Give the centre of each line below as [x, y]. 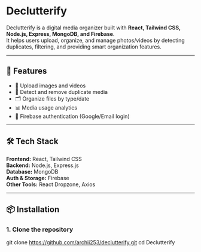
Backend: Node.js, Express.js [42, 165]
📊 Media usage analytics [46, 107]
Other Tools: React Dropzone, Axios [51, 184]
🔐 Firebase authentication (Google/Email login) [72, 116]
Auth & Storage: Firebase [38, 178]
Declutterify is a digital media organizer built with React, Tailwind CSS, [93, 28]
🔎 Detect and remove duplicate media [61, 92]
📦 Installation [33, 209]
